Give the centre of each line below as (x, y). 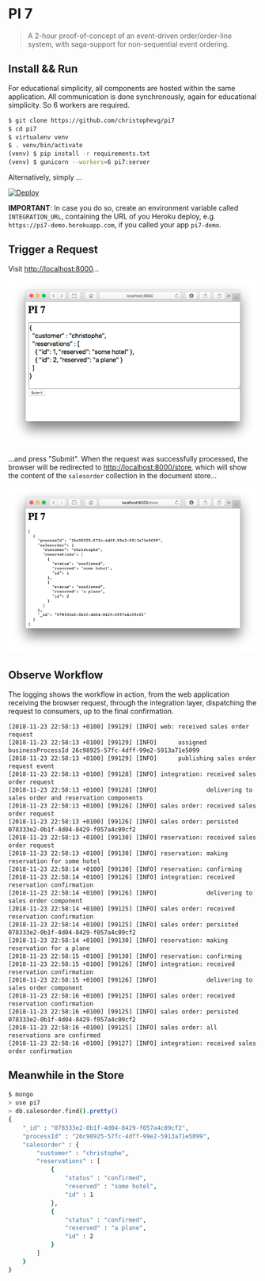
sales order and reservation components (76, 798)
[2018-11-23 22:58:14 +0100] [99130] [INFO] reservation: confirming (125, 869)
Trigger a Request (53, 250)
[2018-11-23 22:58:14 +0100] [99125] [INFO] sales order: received (122, 908)
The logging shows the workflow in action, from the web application (119, 694)
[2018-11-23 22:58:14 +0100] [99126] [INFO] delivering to (131, 893)
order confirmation (40, 1051)
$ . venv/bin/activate (45, 146)
